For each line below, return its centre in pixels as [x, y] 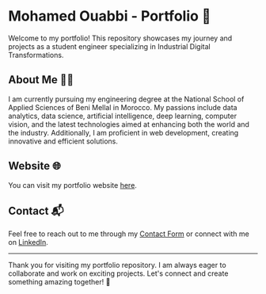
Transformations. [36, 55]
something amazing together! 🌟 [59, 282]
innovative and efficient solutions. [63, 141]
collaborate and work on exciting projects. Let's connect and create [118, 273]
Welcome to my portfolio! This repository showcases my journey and [120, 38]
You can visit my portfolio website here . [72, 185]
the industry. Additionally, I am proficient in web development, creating [123, 132]
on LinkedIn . [28, 242]
